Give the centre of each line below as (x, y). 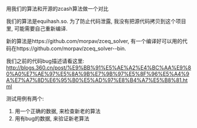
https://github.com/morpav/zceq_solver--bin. (71, 48)
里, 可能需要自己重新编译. (37, 29)
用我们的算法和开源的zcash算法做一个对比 (58, 9)
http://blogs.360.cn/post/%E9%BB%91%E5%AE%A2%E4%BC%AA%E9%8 (99, 68)
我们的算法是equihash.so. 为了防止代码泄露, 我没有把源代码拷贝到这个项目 (96, 21)
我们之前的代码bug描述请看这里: (45, 61)
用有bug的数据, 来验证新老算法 (52, 119)
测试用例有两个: (25, 99)
